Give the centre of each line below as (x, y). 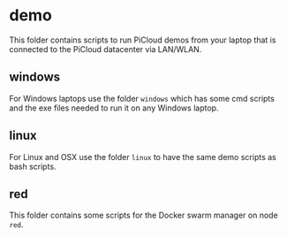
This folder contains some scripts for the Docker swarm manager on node (143, 215)
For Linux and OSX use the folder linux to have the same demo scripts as (143, 157)
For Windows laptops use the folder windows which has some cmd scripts (142, 98)
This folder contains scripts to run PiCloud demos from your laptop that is (143, 40)
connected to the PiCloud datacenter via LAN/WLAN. (106, 49)
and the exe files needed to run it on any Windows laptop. (114, 108)
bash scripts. (33, 166)
